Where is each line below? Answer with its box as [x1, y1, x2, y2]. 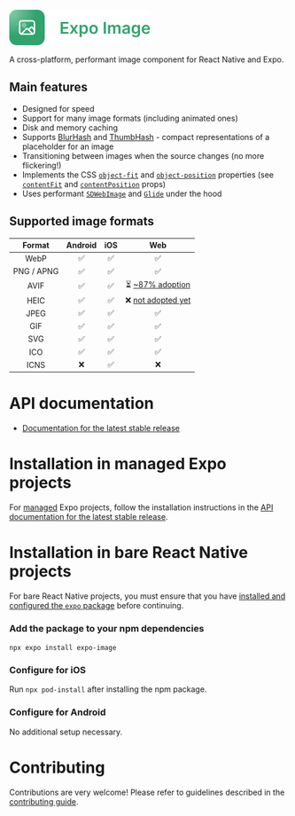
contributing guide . [9, 796, 79, 807]
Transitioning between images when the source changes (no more [21, 150, 265, 161]
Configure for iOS [9, 663, 87, 676]
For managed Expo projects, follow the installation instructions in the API [9, 502, 274, 513]
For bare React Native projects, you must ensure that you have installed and [9, 591, 286, 601]
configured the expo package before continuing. [9, 600, 184, 610]
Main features [9, 80, 89, 95]
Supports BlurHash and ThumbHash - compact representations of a [21, 131, 270, 142]
